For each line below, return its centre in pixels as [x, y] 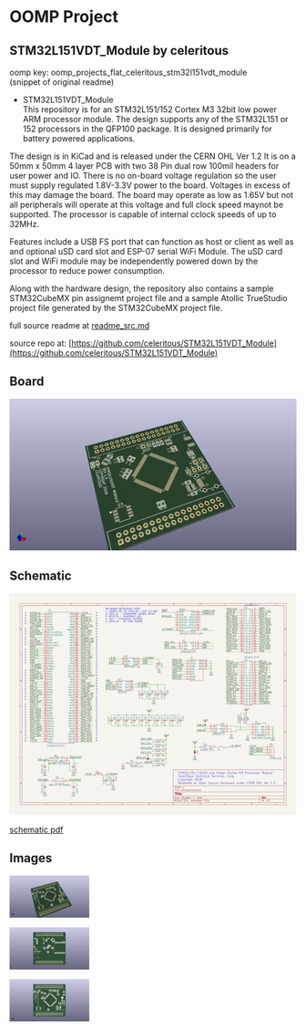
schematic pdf [36, 829]
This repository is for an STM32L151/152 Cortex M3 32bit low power [150, 109]
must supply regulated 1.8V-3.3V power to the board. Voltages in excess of [150, 185]
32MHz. [25, 224]
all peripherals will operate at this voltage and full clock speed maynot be [147, 204]
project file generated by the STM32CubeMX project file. [116, 308]
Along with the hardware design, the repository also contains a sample [142, 288]
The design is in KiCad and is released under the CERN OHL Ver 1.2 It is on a [153, 156]
